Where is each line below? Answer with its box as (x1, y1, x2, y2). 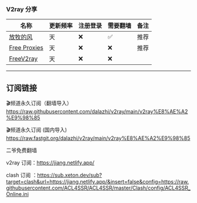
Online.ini (6, 191, 29, 198)
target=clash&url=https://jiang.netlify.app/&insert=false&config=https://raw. (6, 178, 189, 185)
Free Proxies (9, 44, 44, 52)
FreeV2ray (9, 54, 38, 63)
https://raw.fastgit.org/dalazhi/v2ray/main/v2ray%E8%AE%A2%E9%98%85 (6, 135, 191, 142)
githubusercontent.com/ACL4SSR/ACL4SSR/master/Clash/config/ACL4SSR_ (6, 184, 191, 191)
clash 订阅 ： (6, 171, 38, 179)
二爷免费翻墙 (6, 147, 37, 154)
